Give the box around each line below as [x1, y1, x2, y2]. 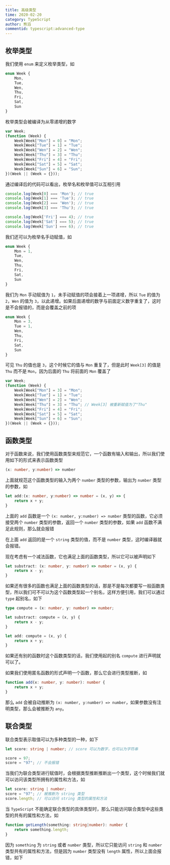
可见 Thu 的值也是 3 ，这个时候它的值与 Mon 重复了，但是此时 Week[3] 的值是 [5, 362, 161, 368]
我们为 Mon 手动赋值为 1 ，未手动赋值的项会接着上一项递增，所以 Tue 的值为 [5, 292, 160, 298]
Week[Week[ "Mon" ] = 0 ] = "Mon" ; [14, 138, 82, 143]
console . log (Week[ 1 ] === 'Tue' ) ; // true [5, 196, 94, 201]
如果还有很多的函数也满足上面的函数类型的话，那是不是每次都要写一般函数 [5, 583, 160, 589]
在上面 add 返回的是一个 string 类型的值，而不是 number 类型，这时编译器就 [5, 536, 162, 542]
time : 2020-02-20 [5, 12, 42, 17]
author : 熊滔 [5, 21, 31, 27]
